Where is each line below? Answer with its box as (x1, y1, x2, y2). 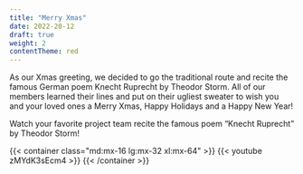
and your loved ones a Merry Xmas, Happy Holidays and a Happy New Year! (9, 101, 294, 111)
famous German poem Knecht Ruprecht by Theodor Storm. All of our (9, 82, 266, 92)
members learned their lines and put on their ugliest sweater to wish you (9, 92, 279, 102)
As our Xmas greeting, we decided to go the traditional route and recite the (9, 72, 289, 82)
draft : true (9, 30, 54, 39)
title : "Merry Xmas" (9, 13, 88, 23)
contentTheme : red (9, 47, 79, 56)
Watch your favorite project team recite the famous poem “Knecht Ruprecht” (9, 119, 295, 130)
